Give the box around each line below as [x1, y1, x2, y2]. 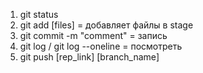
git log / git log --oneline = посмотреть [19, 40, 183, 52]
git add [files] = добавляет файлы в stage [19, 19, 194, 31]
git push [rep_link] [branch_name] [19, 51, 160, 63]
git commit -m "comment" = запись [19, 30, 168, 41]
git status [19, 9, 59, 20]
